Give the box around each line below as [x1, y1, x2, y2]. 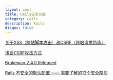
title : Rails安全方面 [5, 12, 46, 17]
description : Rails [5, 21, 45, 26]
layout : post [5, 7, 32, 12]
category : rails [5, 16, 38, 21]
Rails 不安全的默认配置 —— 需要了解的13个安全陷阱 [5, 70, 108, 76]
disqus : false [5, 26, 34, 30]
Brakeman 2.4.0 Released [5, 60, 57, 66]
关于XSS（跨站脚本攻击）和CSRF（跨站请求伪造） [5, 40, 106, 46]
